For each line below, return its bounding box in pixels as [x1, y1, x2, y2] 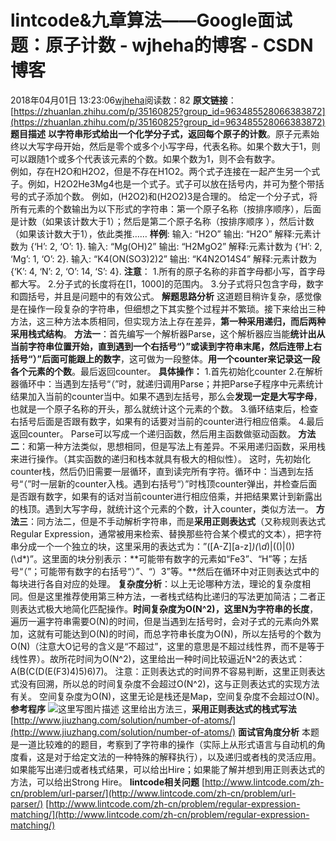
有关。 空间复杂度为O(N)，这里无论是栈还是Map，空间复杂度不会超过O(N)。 [10, 690, 325, 702]
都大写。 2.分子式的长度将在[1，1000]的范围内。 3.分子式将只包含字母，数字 [10, 277, 324, 290]
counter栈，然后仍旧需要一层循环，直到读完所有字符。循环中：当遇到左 [10, 465, 305, 477]
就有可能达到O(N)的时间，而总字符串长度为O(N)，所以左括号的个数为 [36, 627, 322, 640]
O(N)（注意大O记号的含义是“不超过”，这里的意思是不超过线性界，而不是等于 [10, 640, 325, 652]
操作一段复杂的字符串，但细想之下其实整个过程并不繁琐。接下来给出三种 [27, 302, 326, 315]
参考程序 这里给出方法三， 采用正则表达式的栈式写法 [10, 702, 297, 715]
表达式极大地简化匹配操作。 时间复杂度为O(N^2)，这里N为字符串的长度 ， [18, 602, 319, 615]
